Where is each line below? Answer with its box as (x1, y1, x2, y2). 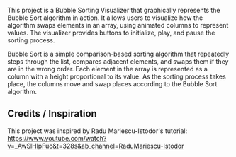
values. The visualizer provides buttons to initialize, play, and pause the (7, 28, 215, 37)
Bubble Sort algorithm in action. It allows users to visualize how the (7, 13, 203, 22)
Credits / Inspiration (7, 107, 97, 120)
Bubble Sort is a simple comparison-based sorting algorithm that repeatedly (7, 50, 230, 58)
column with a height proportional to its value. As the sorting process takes (7, 72, 227, 81)
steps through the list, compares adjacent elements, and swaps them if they (7, 57, 229, 66)
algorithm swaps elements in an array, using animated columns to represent (7, 21, 229, 29)
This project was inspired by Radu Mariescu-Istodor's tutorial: (7, 127, 188, 135)
